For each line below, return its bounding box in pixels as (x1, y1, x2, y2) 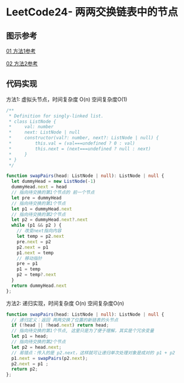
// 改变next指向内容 (16, 228, 62, 234)
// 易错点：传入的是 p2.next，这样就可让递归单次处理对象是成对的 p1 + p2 (11, 349, 175, 356)
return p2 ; (11, 366, 38, 372)
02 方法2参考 (6, 60, 38, 67)
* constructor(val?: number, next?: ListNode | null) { (8, 135, 159, 141)
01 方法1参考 (6, 48, 36, 54)
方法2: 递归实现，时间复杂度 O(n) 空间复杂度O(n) (6, 299, 125, 307)
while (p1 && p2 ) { (11, 222, 62, 228)
